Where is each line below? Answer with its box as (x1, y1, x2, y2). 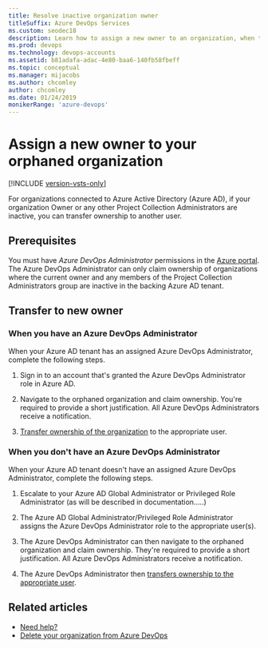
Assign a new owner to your (8, 135, 197, 153)
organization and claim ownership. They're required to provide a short (19, 545, 250, 555)
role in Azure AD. (19, 379, 76, 388)
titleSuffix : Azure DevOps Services (8, 19, 130, 27)
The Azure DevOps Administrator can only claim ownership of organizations (8, 264, 258, 273)
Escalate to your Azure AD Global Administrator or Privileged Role (19, 488, 236, 498)
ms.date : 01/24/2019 (8, 93, 77, 101)
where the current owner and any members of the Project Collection (8, 272, 233, 282)
